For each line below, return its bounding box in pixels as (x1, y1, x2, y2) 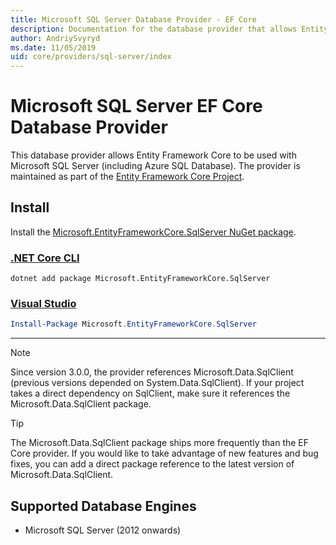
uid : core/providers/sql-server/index (10, 52, 172, 62)
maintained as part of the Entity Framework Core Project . (10, 171, 245, 183)
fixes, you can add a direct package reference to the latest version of (10, 458, 295, 470)
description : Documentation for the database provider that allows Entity (10, 24, 329, 34)
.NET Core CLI (10, 251, 80, 265)
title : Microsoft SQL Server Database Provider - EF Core (10, 14, 257, 25)
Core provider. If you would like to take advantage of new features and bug (10, 447, 319, 460)
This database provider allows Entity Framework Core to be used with (10, 149, 297, 161)
